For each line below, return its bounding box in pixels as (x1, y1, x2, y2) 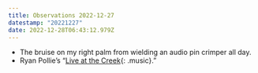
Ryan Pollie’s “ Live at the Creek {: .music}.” (19, 56, 157, 65)
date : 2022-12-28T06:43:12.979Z (8, 26, 114, 34)
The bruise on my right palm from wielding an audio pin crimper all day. (19, 48, 252, 57)
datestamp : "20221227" (8, 19, 83, 27)
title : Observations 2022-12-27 (8, 11, 114, 20)
